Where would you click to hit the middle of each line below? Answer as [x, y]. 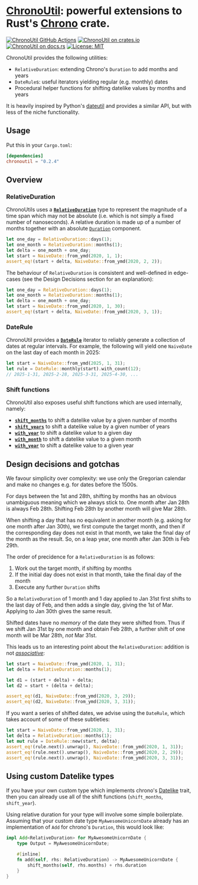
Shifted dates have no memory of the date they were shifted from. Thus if [95, 623]
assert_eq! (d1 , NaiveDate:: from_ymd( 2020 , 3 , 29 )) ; [71, 696]
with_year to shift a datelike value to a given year [74, 445]
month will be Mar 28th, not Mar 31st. [51, 635]
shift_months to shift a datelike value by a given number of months [96, 420]
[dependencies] [25, 156]
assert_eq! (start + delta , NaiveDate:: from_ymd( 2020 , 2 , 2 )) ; [84, 261]
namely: [16, 409]
